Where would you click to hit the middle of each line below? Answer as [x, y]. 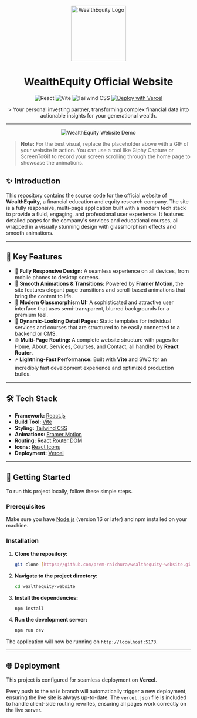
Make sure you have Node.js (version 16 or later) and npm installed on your [97, 519]
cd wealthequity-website [45, 586]
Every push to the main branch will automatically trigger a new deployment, [97, 692]
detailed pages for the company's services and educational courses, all [92, 220]
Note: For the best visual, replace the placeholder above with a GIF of [104, 143]
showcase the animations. [52, 162]
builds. [23, 374]
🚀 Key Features [34, 257]
